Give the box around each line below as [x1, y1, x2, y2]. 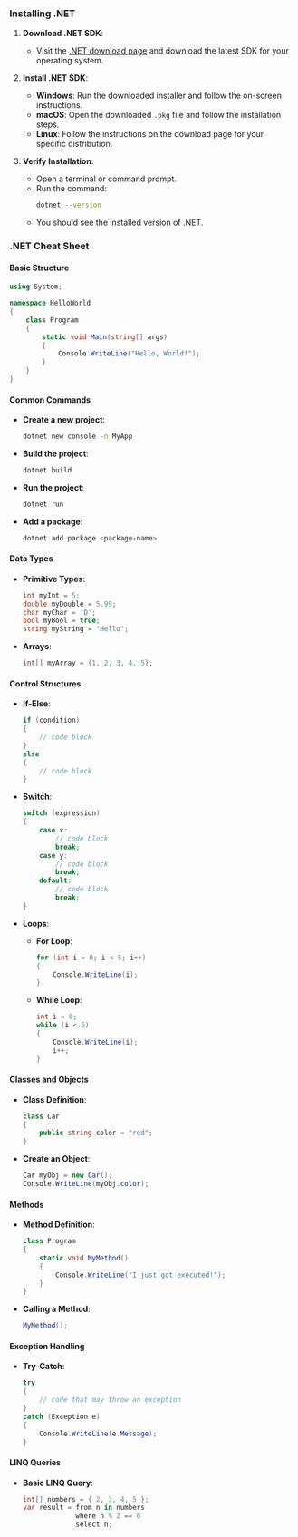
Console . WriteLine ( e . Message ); [39, 1429, 158, 1438]
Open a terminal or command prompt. [35, 173, 177, 184]
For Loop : [35, 935, 72, 946]
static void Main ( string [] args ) [42, 332, 168, 342]
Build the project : [22, 448, 89, 459]
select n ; [75, 1520, 113, 1530]
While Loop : [35, 995, 83, 1006]
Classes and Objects [9, 1074, 89, 1085]
